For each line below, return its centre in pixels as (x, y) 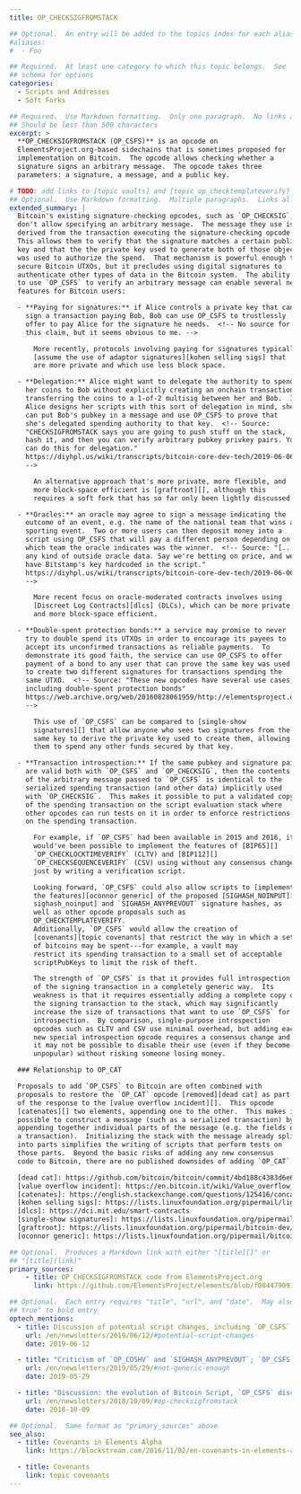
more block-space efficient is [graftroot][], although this (150, 490)
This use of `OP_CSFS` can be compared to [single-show (139, 721)
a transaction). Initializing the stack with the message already (146, 1136)
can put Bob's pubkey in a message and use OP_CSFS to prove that (152, 415)
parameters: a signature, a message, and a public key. (124, 175)
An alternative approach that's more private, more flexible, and (159, 482)
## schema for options (52, 75)
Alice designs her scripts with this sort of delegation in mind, (152, 407)
